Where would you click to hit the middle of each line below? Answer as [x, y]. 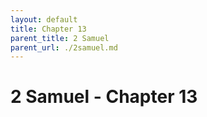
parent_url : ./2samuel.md [64, 47]
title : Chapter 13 [48, 29]
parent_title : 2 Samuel [60, 38]
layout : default [44, 19]
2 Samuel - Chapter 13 [104, 97]
